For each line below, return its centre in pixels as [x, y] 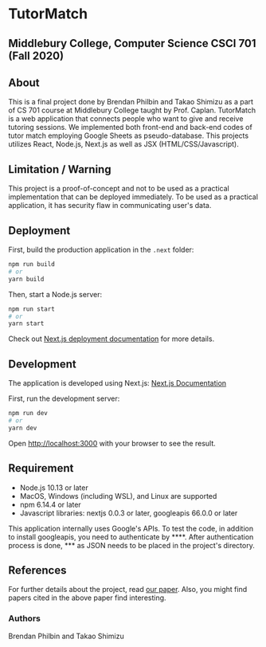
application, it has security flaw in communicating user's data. [110, 206]
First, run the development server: [64, 398]
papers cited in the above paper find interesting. [87, 598]
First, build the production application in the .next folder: [101, 250]
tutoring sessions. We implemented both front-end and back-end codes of [130, 127]
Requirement [41, 468]
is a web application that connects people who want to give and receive [126, 119]
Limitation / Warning [60, 169]
